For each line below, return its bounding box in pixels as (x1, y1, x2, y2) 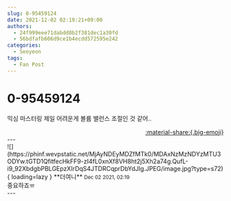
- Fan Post (13, 61, 45, 68)
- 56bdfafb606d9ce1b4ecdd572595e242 (13, 36, 118, 43)
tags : (7, 55, 23, 62)
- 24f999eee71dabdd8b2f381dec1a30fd (13, 29, 118, 36)
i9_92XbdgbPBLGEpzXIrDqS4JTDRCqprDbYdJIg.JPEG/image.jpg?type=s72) (7, 164, 223, 172)
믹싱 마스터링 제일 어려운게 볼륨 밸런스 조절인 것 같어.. (7, 114, 152, 122)
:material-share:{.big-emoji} (145, 128, 224, 136)
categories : (7, 42, 41, 49)
